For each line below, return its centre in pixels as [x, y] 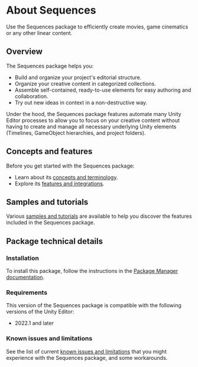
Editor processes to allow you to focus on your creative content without [93, 120]
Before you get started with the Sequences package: [70, 166]
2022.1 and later [34, 323]
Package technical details [55, 241]
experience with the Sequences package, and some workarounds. [87, 358]
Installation [23, 258]
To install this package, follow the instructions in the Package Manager [92, 271]
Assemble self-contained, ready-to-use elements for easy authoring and [103, 90]
